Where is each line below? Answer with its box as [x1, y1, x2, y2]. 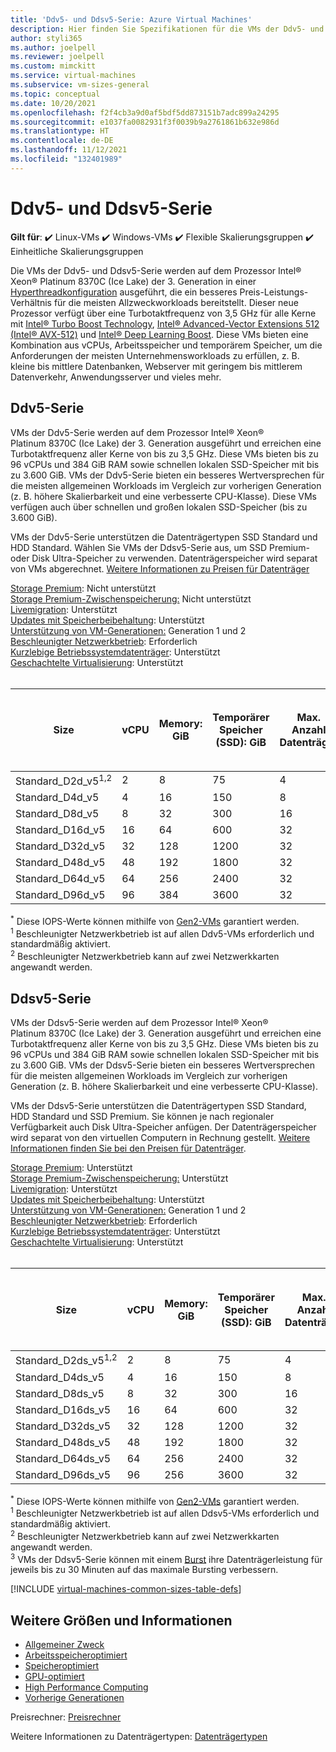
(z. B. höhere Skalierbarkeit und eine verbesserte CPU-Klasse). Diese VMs [10, 490, 317, 502]
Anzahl [291, 723, 327, 737]
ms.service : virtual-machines [10, 71, 137, 81]
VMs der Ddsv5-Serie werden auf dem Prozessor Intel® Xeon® [10, 1016, 269, 1028]
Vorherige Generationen [24, 1692, 125, 1704]
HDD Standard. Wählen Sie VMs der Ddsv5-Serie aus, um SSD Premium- [10, 541, 310, 553]
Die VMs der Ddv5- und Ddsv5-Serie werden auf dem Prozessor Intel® [10, 264, 302, 276]
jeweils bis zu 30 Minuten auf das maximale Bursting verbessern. [10, 1564, 279, 1576]
